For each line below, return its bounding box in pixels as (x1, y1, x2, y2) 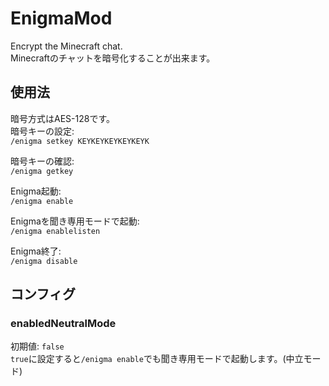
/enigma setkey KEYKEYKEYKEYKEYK (10, 136, 150, 146)
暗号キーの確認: (10, 155, 75, 167)
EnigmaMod (10, 7, 113, 30)
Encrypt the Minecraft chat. (10, 40, 123, 52)
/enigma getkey (10, 166, 74, 176)
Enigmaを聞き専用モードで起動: (10, 215, 140, 227)
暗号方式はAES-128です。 (10, 112, 115, 124)
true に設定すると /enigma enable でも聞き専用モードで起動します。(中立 (10, 353, 304, 365)
